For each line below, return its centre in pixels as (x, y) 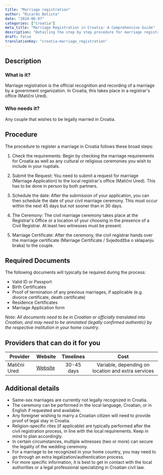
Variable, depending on (123, 365)
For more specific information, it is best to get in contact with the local (82, 462)
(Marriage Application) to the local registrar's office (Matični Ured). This (84, 180)
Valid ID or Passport (32, 282)
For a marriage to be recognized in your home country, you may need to (84, 452)
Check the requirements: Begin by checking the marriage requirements (83, 156)
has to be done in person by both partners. (55, 186)
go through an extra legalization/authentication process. (68, 457)
